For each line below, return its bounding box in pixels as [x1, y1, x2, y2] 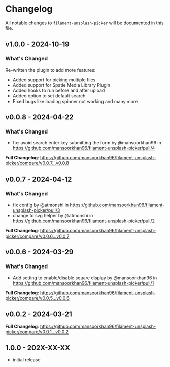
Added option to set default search [12, 92, 86, 99]
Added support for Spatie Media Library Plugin [12, 82, 111, 88]
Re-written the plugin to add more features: [5, 66, 96, 73]
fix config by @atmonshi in [12, 202, 69, 208]
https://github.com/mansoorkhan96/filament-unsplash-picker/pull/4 [12, 145, 155, 151]
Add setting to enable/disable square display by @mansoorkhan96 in [12, 275, 157, 281]
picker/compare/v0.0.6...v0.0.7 [5, 233, 70, 239]
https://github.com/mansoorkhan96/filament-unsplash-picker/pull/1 [12, 280, 154, 286]
